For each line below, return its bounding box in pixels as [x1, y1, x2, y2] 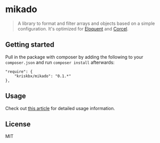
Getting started [5, 41, 55, 49]
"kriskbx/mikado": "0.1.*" [14, 74, 71, 79]
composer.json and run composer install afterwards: [5, 59, 115, 65]
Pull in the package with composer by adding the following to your [5, 54, 143, 60]
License [5, 120, 31, 128]
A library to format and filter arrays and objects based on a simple [17, 20, 155, 26]
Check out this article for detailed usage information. [5, 105, 115, 111]
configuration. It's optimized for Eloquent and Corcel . [17, 25, 129, 31]
